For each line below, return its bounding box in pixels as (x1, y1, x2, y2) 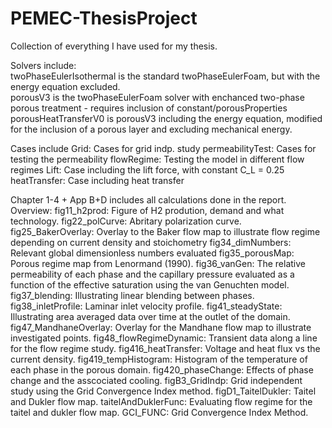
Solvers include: (10, 59, 77, 71)
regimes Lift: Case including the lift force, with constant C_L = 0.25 (10, 163, 285, 176)
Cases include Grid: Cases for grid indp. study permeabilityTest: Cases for (10, 142, 317, 154)
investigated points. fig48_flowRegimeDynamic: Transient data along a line (10, 332, 318, 344)
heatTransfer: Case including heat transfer (10, 174, 185, 186)
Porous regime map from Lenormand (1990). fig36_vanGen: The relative (10, 257, 307, 269)
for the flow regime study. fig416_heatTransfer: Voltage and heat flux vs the (10, 342, 321, 354)
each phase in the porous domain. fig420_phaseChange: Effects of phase (10, 363, 314, 376)
